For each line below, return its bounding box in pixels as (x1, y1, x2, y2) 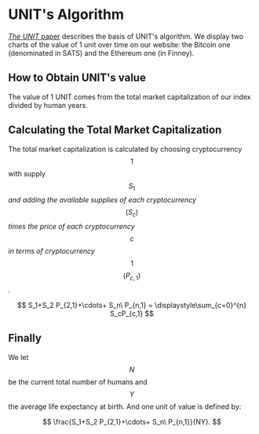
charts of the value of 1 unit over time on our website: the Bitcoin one (8, 39, 231, 49)
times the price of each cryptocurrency (8, 222, 135, 232)
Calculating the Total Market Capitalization (8, 124, 222, 137)
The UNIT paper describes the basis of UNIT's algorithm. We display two (8, 32, 244, 41)
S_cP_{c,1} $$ (109, 309, 155, 318)
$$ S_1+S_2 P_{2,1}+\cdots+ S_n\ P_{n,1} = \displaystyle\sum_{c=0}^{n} (16, 300, 247, 310)
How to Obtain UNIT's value (8, 71, 147, 84)
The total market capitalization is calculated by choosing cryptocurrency (8, 144, 243, 154)
